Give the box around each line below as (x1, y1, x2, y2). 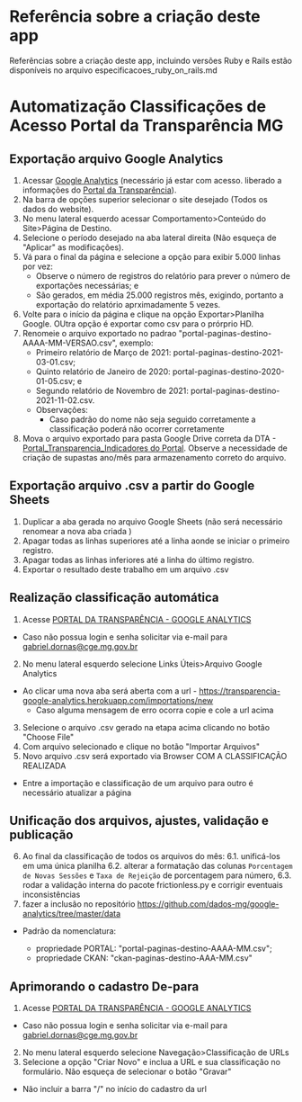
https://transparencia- (199, 685, 281, 696)
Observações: (35, 404, 88, 415)
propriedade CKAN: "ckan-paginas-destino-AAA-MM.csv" (35, 953, 253, 963)
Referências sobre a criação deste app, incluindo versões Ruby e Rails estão (9, 55, 292, 66)
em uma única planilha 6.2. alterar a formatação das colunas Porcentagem (22, 861, 293, 872)
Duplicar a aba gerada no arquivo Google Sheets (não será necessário (22, 515, 283, 527)
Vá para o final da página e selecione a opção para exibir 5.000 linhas (22, 251, 281, 262)
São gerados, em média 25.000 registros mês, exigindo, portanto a (35, 290, 284, 300)
